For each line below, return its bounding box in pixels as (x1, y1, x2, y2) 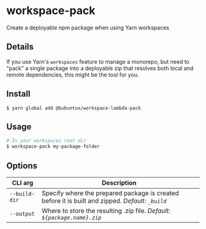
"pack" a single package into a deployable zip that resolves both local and (6, 64, 194, 72)
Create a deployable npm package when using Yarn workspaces (6, 24, 170, 31)
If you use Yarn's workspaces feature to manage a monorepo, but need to (6, 58, 190, 65)
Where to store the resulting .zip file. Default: (42, 206, 170, 215)
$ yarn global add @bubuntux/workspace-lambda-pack (6, 105, 141, 111)
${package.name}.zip (42, 214, 102, 221)
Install (6, 89, 31, 99)
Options (6, 160, 38, 171)
